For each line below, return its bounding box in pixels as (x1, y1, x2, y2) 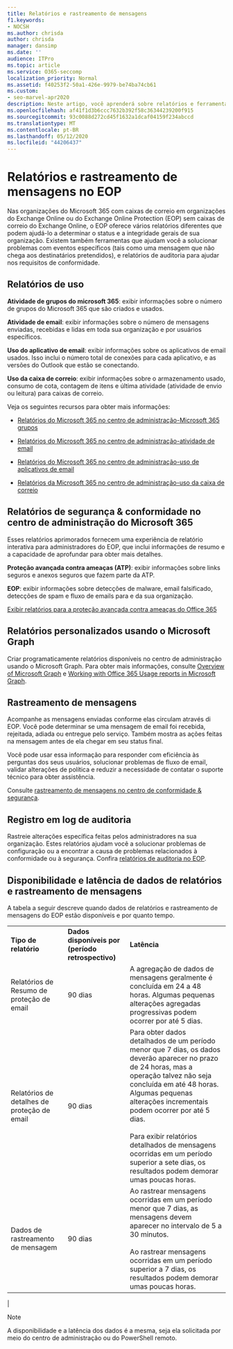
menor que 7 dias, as (129, 1203, 199, 1213)
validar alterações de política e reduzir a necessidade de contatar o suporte (7, 765, 224, 774)
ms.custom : (7, 87, 39, 94)
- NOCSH (7, 23, 30, 30)
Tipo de (10, 935, 37, 945)
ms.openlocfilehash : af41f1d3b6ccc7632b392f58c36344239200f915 (7, 107, 194, 114)
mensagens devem (129, 1212, 192, 1222)
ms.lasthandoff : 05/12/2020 (7, 133, 89, 140)
